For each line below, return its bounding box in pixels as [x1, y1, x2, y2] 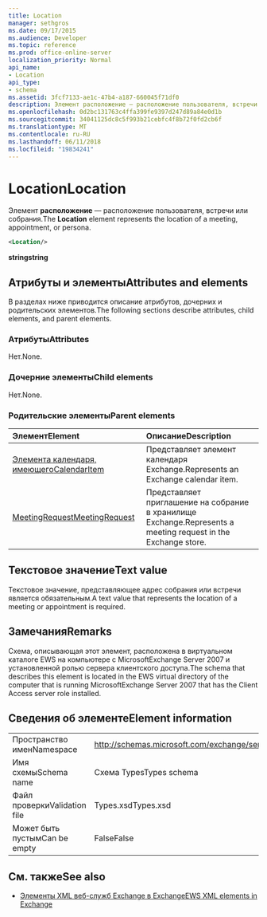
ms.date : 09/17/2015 [8, 26, 77, 34]
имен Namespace [12, 744, 78, 755]
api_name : [8, 64, 41, 72]
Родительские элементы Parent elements [8, 410, 176, 421]
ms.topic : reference [8, 41, 77, 49]
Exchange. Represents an [145, 463, 239, 474]
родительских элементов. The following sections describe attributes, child [8, 305, 254, 315]
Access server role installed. [8, 688, 102, 698]
